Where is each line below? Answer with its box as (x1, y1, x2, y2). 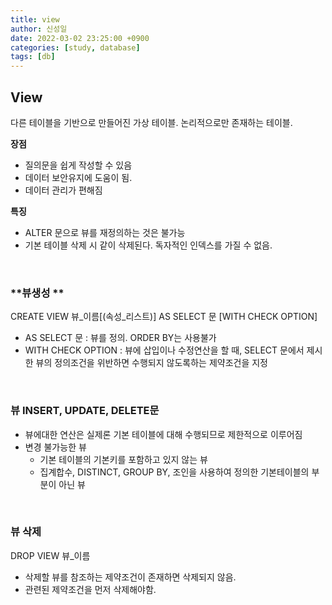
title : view (10, 14, 60, 25)
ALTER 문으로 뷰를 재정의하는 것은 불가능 (24, 226, 186, 238)
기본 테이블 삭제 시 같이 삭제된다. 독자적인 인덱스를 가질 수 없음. (24, 239, 273, 251)
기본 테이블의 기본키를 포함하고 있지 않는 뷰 (39, 453, 208, 465)
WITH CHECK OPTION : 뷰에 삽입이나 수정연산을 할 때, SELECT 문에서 (24, 344, 305, 356)
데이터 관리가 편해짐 (24, 184, 103, 196)
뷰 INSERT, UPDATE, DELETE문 (10, 404, 160, 418)
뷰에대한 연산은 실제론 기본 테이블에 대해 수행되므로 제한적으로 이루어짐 (24, 428, 303, 440)
